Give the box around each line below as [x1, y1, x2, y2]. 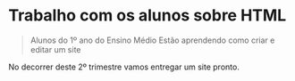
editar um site [29, 44, 81, 54]
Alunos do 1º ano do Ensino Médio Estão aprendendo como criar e [29, 35, 275, 45]
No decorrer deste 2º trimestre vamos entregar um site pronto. [8, 61, 240, 72]
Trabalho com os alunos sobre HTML [8, 5, 287, 26]
